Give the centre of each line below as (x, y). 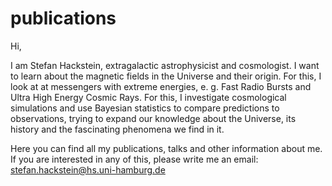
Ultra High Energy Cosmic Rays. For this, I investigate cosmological (148, 97)
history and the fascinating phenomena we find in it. (117, 129)
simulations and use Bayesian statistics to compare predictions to (145, 108)
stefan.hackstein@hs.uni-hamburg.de (88, 169)
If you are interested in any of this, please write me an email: (134, 159)
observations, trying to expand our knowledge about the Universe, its (153, 118)
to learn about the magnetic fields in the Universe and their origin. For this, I (166, 76)
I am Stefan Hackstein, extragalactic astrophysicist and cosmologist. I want (165, 65)
